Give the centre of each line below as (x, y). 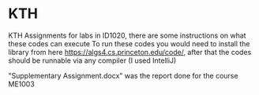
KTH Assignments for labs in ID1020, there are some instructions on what (127, 35)
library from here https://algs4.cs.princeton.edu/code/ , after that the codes (130, 52)
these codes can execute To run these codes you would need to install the (129, 43)
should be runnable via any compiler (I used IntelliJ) (92, 60)
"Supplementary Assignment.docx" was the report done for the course (123, 75)
